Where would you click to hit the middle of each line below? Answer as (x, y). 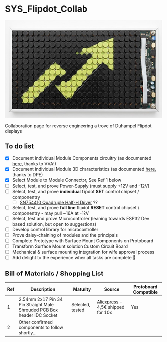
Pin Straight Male (36, 304)
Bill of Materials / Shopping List (54, 273)
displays (14, 131)
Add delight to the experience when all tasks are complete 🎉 (74, 258)
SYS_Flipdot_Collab (46, 9)
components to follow (41, 327)
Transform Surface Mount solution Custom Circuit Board (70, 246)
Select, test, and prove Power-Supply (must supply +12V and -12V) (81, 186)
